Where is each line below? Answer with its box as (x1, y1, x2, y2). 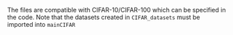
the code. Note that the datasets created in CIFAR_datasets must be (7, 13, 200, 21)
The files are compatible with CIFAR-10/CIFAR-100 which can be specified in (7, 6, 226, 14)
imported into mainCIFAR (7, 21, 76, 28)
